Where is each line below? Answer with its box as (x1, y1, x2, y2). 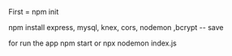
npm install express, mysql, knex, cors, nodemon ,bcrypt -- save (8, 23, 224, 32)
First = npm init (8, 7, 59, 16)
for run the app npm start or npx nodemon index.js (8, 38, 177, 48)
